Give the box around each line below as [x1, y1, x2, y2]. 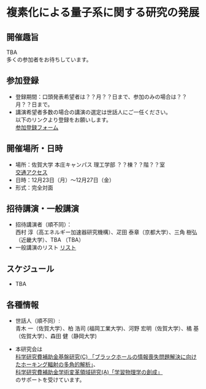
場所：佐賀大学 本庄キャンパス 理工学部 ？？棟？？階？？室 [15, 161, 166, 168]
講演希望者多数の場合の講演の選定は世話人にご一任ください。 [15, 108, 172, 115]
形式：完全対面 [15, 183, 53, 191]
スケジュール [6, 263, 55, 274]
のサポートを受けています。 [15, 376, 85, 383]
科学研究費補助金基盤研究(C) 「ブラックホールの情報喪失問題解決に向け [15, 353, 197, 361]
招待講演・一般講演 [6, 204, 79, 214]
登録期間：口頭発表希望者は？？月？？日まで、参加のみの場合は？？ [15, 93, 188, 100]
